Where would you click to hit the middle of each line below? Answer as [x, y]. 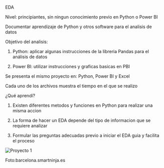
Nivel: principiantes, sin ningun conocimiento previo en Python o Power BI [81, 17]
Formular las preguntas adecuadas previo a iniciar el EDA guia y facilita [86, 135]
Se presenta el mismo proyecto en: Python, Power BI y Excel [67, 76]
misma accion [27, 111]
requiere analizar [30, 126]
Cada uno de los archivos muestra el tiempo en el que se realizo [71, 86]
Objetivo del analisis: [27, 42]
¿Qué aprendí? [20, 96]
